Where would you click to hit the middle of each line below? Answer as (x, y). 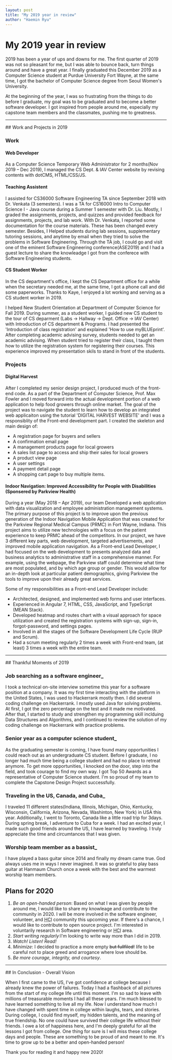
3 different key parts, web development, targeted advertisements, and (79, 541)
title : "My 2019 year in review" (41, 15)
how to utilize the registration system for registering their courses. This (80, 345)
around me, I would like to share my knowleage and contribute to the (85, 909)
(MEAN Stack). (28, 610)
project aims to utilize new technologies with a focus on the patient (76, 530)
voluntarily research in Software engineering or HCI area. (73, 930)
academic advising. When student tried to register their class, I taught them (85, 340)
